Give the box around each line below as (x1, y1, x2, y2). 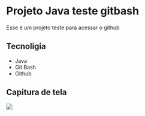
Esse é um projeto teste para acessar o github (6, 24, 120, 31)
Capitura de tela (6, 87, 67, 97)
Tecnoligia (6, 41, 46, 51)
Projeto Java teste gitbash (6, 4, 140, 18)
